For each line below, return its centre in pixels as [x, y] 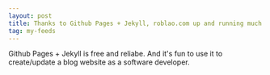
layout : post [30, 16]
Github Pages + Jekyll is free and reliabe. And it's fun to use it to [116, 54]
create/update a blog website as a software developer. [99, 62]
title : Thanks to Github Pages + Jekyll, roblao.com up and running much [135, 23]
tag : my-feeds [32, 31]
